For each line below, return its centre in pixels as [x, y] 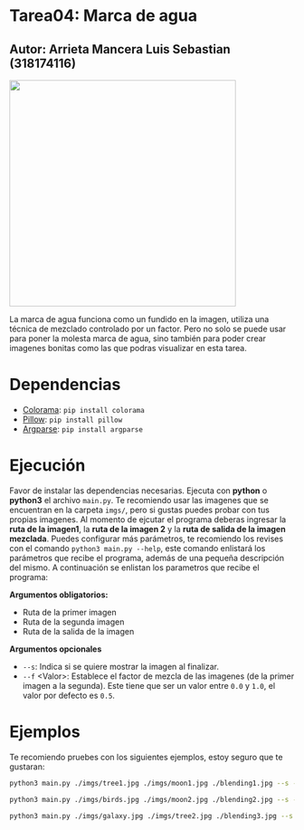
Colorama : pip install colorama [83, 409]
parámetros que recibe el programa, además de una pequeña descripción [147, 558]
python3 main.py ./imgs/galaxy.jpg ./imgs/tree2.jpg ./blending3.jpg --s [152, 816]
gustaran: [27, 767]
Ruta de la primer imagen [69, 612]
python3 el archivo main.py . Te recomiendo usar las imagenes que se [139, 500]
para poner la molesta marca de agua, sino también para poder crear [138, 339]
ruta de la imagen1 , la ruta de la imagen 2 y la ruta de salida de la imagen [148, 529]
